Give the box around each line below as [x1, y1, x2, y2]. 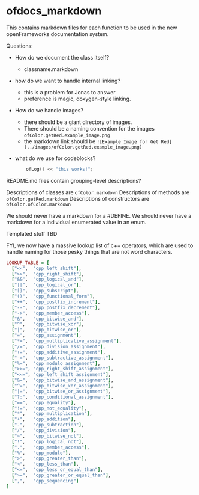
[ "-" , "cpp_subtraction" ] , [11, 422, 85, 428]
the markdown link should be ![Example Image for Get [23, 137, 159, 145]
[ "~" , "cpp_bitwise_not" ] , [11, 433, 85, 439]
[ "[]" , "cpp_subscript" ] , [11, 287, 79, 294]
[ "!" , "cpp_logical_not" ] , [11, 438, 85, 444]
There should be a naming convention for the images [23, 125, 155, 132]
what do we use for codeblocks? [14, 155, 96, 162]
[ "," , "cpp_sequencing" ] [11, 478, 79, 484]
